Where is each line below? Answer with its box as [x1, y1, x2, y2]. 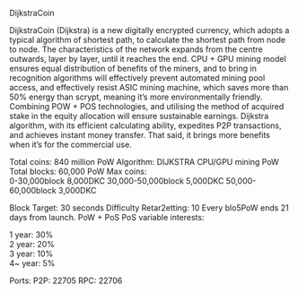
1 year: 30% [9, 229, 54, 240]
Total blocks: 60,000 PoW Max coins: [9, 166, 147, 177]
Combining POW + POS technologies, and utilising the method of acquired [9, 101, 285, 111]
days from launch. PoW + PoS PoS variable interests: [9, 212, 205, 222]
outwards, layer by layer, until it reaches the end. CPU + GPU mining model [9, 54, 287, 64]
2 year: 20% [9, 239, 56, 249]
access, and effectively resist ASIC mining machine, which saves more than [9, 82, 289, 92]
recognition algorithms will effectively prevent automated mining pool [9, 73, 266, 83]
